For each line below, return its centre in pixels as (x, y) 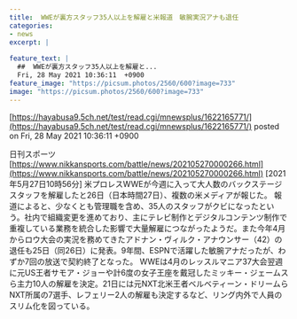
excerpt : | (29, 42)
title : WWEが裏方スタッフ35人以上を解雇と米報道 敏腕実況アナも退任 (124, 17)
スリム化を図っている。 (52, 306)
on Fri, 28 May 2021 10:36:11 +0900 (74, 136)
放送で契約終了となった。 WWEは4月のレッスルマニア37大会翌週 (164, 261)
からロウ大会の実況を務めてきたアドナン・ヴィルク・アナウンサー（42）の (146, 239)
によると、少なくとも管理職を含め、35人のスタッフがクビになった (137, 206)
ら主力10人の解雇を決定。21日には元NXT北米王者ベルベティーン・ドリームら (149, 284)
